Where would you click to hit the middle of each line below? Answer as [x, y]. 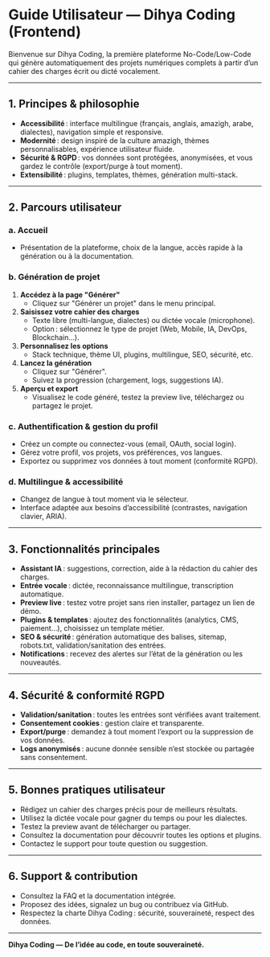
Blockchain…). [55, 337]
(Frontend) [45, 32]
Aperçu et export [49, 388]
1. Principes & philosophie [74, 104]
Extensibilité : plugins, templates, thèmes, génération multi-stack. [129, 174]
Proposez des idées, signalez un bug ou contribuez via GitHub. [124, 904]
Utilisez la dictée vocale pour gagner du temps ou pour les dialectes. [133, 818]
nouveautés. [41, 663]
